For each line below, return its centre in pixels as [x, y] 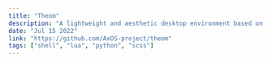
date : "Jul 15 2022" [43, 31]
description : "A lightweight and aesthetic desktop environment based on [136, 23]
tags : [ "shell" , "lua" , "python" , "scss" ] [81, 46]
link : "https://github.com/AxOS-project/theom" [90, 38]
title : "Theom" [34, 16]
